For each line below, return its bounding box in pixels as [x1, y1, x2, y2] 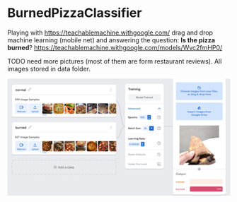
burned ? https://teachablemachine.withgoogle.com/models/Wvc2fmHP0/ [7, 43, 223, 52]
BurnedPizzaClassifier [7, 5, 142, 21]
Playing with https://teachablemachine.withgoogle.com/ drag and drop [7, 28, 214, 37]
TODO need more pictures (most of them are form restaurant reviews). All [7, 57, 222, 65]
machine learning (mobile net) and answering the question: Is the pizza [7, 35, 216, 44]
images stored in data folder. [7, 64, 91, 73]
